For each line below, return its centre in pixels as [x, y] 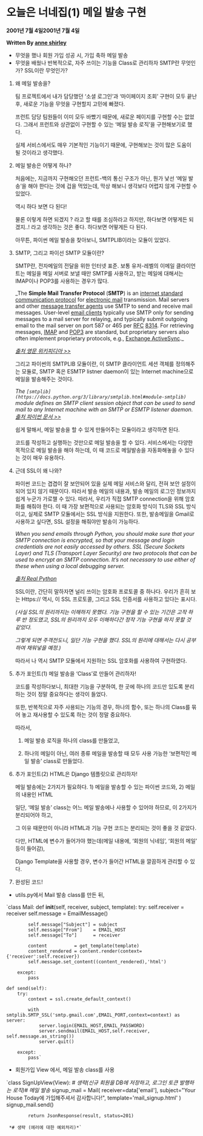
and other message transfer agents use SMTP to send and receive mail [104, 306]
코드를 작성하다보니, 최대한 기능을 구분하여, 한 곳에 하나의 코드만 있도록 [99, 686]
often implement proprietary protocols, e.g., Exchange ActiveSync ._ [99, 338]
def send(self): [27, 988]
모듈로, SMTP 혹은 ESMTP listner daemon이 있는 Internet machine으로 [108, 371]
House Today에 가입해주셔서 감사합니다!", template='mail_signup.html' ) [94, 1098]
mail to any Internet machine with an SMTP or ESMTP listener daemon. [104, 409]
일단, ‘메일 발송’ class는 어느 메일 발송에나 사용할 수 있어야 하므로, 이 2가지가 [106, 807]
